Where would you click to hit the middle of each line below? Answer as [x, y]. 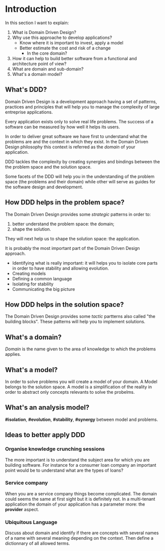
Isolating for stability [33, 284]
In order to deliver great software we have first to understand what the [76, 136]
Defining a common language [42, 278]
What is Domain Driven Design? [44, 32]
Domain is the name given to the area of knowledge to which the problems [81, 349]
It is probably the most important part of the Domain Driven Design [72, 248]
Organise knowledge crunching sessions [55, 449]
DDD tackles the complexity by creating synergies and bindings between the [82, 162]
